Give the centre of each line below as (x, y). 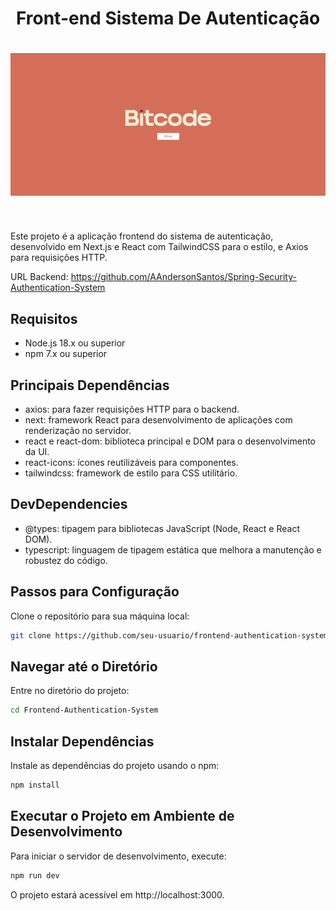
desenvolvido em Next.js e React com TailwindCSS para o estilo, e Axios (159, 247)
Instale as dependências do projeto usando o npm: (115, 765)
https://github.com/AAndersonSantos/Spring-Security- (183, 277)
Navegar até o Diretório (84, 666)
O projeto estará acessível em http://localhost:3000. (117, 894)
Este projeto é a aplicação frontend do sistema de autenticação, (142, 236)
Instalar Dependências (82, 741)
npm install (35, 785)
